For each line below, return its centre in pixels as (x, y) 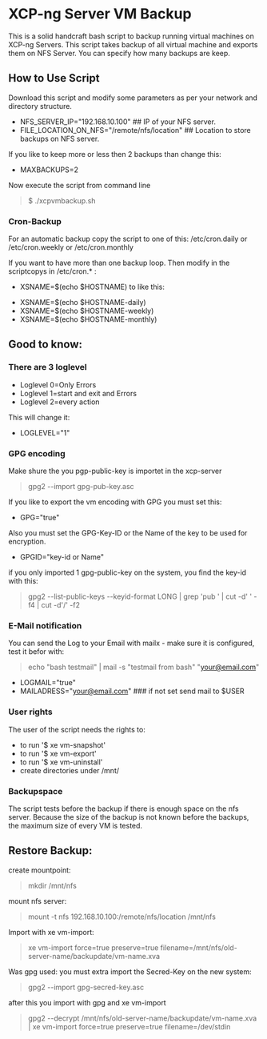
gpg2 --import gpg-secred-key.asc (86, 987)
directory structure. (40, 106)
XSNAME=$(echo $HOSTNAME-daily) (83, 303)
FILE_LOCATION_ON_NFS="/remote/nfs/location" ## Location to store (135, 130)
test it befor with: (36, 652)
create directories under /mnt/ (70, 770)
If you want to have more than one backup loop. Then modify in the (119, 263)
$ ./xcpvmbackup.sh (62, 200)
